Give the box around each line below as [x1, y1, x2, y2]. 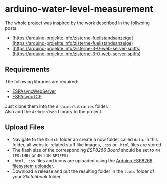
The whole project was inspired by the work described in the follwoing [5, 20, 150, 26]
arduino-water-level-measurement [5, 3, 154, 15]
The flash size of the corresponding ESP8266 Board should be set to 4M [12, 147, 160, 153]
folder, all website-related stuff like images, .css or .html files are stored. [12, 141, 163, 148]
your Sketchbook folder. [12, 173, 62, 179]
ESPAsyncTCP [12, 93, 42, 99]
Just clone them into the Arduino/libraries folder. [5, 103, 109, 109]
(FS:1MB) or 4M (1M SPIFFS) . [12, 152, 70, 158]
